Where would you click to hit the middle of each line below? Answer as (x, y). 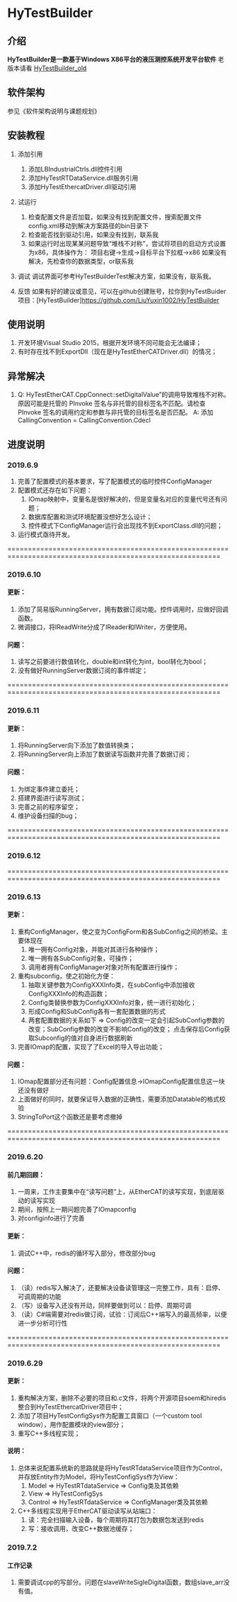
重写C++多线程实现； (49, 1433)
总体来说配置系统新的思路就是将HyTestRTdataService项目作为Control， (122, 1468)
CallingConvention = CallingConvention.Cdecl (84, 420)
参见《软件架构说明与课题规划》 (54, 111)
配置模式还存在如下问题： (55, 490)
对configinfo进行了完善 (51, 1218)
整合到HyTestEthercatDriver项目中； (70, 1406)
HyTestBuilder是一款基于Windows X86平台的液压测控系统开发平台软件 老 (116, 59)
